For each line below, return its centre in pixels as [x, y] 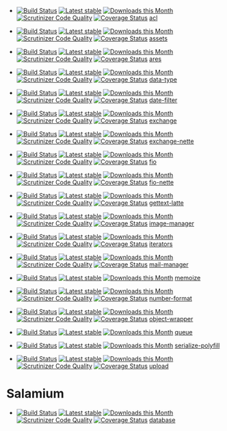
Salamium [35, 394]
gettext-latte [166, 203]
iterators [161, 244]
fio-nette [162, 182]
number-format [171, 298]
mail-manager [169, 264]
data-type [163, 79]
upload [159, 366]
